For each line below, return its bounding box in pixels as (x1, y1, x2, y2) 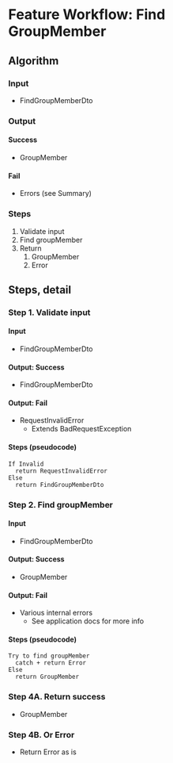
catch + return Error (15, 659, 87, 667)
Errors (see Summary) (19, 189, 92, 198)
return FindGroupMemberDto (15, 481, 104, 489)
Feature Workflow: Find (8, 6, 166, 24)
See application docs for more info (31, 616, 145, 626)
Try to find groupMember (8, 652, 90, 660)
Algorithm (8, 54, 59, 67)
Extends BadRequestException (31, 424, 132, 434)
